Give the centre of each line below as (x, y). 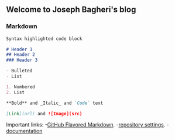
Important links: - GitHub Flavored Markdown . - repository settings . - (88, 125)
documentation (24, 131)
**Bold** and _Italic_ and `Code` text (55, 103)
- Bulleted (19, 71)
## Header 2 (20, 55)
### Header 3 (22, 60)
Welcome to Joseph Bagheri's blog (71, 10)
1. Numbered (20, 87)
